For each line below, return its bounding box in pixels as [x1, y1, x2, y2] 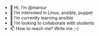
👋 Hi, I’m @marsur [9, 5, 47, 10]
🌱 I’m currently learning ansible [9, 15, 73, 20]
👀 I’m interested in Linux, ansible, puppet [9, 10, 93, 16]
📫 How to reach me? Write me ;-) [9, 26, 79, 31]
